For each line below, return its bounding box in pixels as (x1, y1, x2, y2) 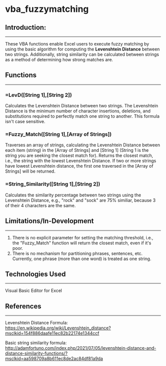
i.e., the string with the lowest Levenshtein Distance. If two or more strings (5, 158, 157, 164)
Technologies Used (5, 270, 66, 278)
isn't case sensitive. (5, 119, 45, 125)
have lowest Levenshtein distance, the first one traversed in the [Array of (5, 163, 154, 169)
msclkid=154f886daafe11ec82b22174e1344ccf (5, 330, 100, 336)
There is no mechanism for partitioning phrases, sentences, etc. (12, 250, 143, 256)
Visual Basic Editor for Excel (5, 288, 62, 294)
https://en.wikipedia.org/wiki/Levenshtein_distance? (5, 325, 111, 331)
